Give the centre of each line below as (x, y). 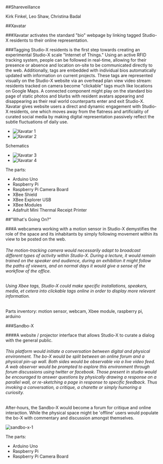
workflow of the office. (28, 271)
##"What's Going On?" (28, 219)
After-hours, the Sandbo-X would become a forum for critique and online (78, 408)
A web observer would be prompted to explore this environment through (78, 367)
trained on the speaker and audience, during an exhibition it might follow (78, 260)
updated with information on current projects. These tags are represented (79, 75)
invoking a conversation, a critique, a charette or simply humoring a (73, 387)
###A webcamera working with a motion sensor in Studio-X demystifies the (81, 229)
